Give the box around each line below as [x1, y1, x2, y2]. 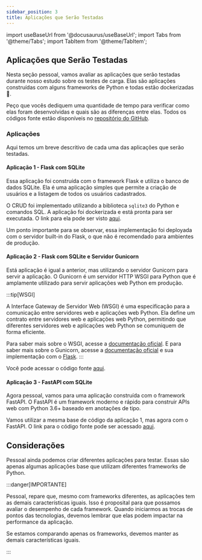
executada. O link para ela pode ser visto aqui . [6, 214, 122, 222]
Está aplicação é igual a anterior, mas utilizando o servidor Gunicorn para [6, 266, 188, 274]
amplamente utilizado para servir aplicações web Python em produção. [6, 279, 183, 287]
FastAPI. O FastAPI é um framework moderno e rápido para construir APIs [6, 398, 190, 405]
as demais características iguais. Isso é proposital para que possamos [6, 499, 181, 506]
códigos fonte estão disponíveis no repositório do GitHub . [6, 115, 150, 122]
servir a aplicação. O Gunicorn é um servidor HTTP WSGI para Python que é [6, 273, 196, 280]
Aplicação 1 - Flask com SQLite [6, 164, 86, 171]
